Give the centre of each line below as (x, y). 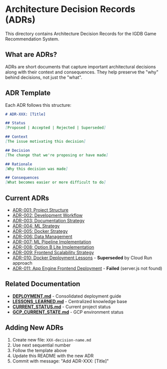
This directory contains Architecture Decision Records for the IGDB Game (81, 33)
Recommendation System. (32, 39)
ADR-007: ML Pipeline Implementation (52, 242)
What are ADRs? (31, 55)
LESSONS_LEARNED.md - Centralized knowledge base (70, 301)
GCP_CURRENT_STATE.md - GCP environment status (68, 312)
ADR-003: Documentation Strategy (48, 220)
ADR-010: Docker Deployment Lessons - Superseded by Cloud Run (82, 258)
